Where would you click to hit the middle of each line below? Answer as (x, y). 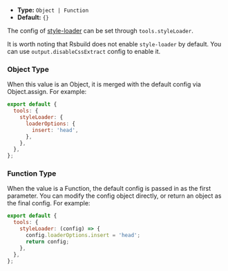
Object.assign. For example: (47, 92)
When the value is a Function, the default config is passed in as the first (109, 189)
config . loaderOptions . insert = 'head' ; (83, 235)
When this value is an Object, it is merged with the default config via (104, 84)
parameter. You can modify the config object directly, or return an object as (114, 196)
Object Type (28, 69)
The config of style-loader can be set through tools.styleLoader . (100, 31)
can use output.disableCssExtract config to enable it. (84, 52)
